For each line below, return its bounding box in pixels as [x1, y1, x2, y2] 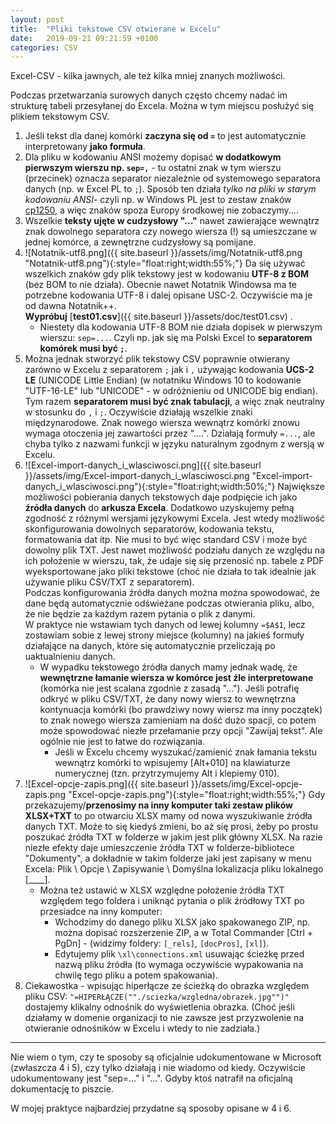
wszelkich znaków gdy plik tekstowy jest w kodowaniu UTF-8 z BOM [24, 268, 310, 280]
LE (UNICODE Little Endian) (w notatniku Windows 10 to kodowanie [24, 374, 302, 386]
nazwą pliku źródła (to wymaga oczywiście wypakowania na [54, 959, 304, 971]
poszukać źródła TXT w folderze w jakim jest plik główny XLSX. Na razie [24, 831, 323, 843]
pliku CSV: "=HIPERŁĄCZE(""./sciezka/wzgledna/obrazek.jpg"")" [24, 991, 290, 1003]
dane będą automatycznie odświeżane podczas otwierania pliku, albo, [24, 597, 315, 610]
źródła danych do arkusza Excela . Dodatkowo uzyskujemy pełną [24, 502, 295, 514]
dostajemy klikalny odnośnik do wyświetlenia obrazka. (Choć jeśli [24, 1001, 295, 1013]
